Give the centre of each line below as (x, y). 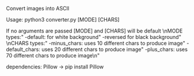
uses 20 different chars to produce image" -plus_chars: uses (115, 49)
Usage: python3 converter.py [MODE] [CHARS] (63, 19)
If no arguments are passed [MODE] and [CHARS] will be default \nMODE (94, 31)
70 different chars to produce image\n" (53, 55)
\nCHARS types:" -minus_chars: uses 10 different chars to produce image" (96, 43)
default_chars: (23, 49)
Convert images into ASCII (38, 8)
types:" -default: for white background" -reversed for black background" (94, 37)
